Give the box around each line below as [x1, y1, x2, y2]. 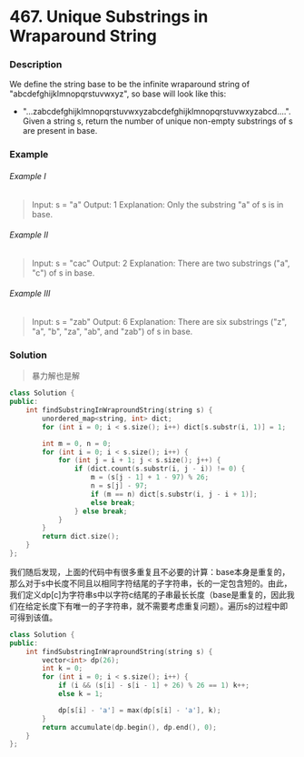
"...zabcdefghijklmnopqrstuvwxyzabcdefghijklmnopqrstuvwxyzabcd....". [22, 106, 292, 117]
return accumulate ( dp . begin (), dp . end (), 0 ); [42, 722, 218, 732]
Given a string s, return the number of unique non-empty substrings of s [22, 116, 293, 126]
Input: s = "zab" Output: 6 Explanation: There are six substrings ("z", [31, 317, 288, 328]
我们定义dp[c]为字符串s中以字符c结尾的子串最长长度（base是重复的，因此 [9, 589, 288, 600]
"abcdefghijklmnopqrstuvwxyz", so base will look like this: [9, 88, 227, 99]
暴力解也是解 [31, 370, 80, 381]
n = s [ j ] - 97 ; [90, 481, 148, 490]
